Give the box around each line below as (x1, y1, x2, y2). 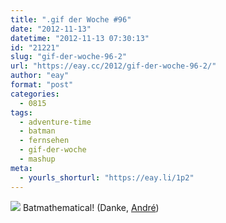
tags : (10, 107, 33, 118)
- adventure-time (19, 117, 92, 127)
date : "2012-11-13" (10, 24, 92, 34)
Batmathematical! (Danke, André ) (22, 201, 160, 213)
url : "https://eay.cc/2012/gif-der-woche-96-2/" (10, 61, 217, 71)
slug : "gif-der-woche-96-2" (10, 52, 128, 62)
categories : (10, 89, 60, 99)
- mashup (19, 154, 56, 164)
